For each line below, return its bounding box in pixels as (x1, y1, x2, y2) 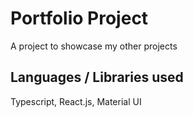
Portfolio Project (10, 7, 149, 30)
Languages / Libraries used (10, 69, 184, 86)
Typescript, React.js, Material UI (10, 95, 142, 107)
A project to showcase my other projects (10, 40, 178, 52)
